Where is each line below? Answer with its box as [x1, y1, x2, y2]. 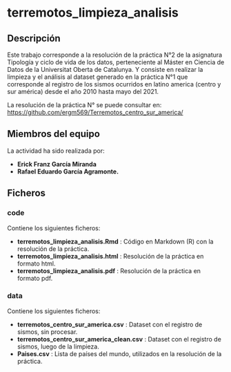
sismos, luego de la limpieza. [17, 342, 100, 351]
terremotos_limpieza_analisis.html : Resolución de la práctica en [17, 252, 204, 260]
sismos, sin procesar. [17, 327, 78, 336]
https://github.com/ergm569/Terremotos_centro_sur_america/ [7, 109, 184, 116]
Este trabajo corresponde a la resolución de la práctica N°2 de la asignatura [7, 50, 223, 59]
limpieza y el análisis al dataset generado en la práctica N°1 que [7, 73, 188, 81]
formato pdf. [17, 274, 53, 282]
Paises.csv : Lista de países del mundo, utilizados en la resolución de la [17, 349, 222, 357]
